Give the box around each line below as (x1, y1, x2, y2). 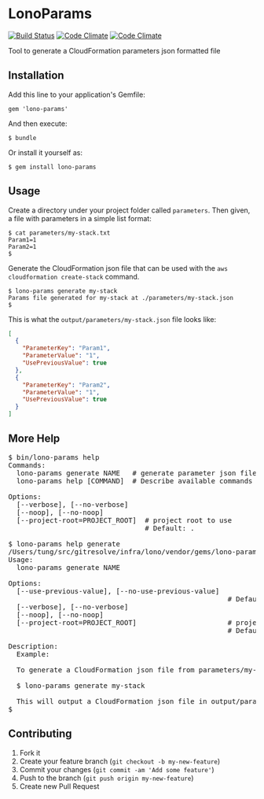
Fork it (19, 748, 41, 757)
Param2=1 (8, 242, 37, 250)
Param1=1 (8, 235, 37, 244)
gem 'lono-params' (8, 105, 68, 113)
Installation (8, 68, 64, 83)
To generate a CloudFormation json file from (16, 665, 195, 674)
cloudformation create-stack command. (8, 272, 140, 281)
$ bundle (8, 134, 37, 142)
